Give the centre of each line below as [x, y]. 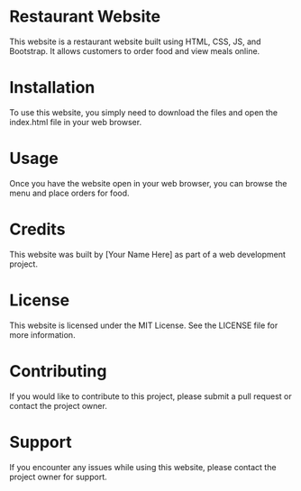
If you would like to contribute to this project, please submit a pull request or [150, 396]
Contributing [58, 371]
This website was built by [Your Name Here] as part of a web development [148, 254]
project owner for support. [58, 477]
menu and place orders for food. [69, 193]
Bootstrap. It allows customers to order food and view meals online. [135, 50]
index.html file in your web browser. [76, 122]
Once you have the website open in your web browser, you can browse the [148, 183]
